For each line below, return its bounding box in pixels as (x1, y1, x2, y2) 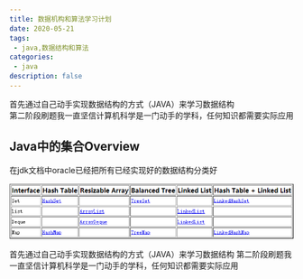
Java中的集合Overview (9, 139, 140, 154)
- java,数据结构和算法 (13, 43, 89, 52)
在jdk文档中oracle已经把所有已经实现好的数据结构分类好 (9, 164, 218, 175)
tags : (9, 33, 30, 42)
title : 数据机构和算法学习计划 (9, 14, 112, 23)
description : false (9, 72, 83, 81)
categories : (9, 52, 54, 62)
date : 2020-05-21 (9, 23, 75, 33)
